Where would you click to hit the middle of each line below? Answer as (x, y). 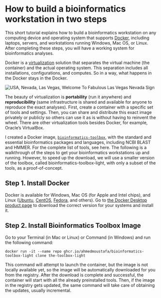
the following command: (29, 242)
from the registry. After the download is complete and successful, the (74, 275)
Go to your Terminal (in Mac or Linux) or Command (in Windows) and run (78, 237)
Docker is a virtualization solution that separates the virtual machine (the (77, 63)
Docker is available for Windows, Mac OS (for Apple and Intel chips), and (78, 195)
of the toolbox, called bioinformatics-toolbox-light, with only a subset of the (80, 163)
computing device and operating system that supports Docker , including (77, 38)
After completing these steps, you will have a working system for (70, 48)
